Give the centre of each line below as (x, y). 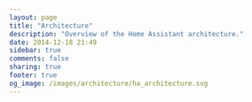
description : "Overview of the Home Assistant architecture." (126, 34)
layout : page (33, 17)
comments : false (39, 59)
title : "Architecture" (51, 26)
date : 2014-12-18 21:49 (53, 42)
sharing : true (35, 67)
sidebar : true (35, 51)
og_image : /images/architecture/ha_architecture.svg (109, 83)
